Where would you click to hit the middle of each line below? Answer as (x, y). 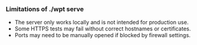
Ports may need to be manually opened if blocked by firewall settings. (102, 35)
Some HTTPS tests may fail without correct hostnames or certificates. (102, 29)
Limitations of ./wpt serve (45, 9)
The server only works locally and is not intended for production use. (102, 22)
